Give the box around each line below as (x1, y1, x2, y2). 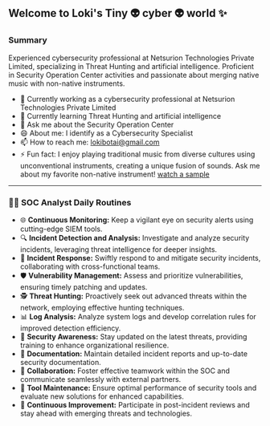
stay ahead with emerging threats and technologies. (19, 408, 193, 418)
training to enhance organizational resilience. (19, 340, 170, 350)
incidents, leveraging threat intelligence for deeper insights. (19, 244, 218, 254)
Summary (8, 34, 48, 46)
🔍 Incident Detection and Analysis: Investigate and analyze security (19, 233, 250, 242)
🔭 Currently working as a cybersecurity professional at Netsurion (19, 94, 235, 103)
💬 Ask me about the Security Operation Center (19, 120, 174, 129)
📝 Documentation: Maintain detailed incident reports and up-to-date (19, 348, 247, 359)
